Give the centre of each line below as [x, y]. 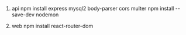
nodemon [47, 15]
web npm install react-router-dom [52, 26]
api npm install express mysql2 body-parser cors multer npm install [93, 8]
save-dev [23, 15]
